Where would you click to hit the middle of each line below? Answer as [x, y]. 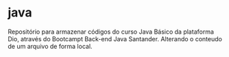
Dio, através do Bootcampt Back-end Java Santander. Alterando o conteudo [115, 38]
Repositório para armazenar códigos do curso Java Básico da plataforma [111, 32]
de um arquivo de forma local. [50, 46]
